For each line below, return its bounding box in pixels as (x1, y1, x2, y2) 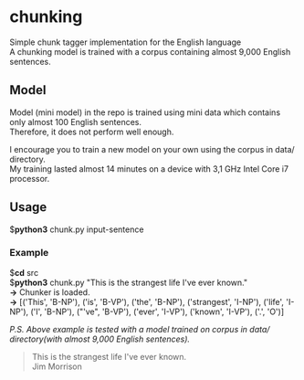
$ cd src (9, 267, 39, 278)
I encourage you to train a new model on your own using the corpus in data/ (9, 143, 295, 154)
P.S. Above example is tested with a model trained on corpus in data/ (9, 323, 270, 334)
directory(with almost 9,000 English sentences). (9, 333, 190, 344)
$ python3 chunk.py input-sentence (9, 224, 144, 235)
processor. (9, 173, 50, 184)
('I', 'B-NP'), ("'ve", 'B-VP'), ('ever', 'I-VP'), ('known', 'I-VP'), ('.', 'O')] (30, 306, 285, 317)
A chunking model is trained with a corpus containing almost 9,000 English (9, 46, 291, 57)
